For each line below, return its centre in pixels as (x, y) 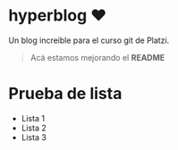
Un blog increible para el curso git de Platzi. (89, 40)
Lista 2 (34, 128)
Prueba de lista (65, 94)
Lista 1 (33, 118)
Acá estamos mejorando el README (97, 57)
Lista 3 (34, 137)
